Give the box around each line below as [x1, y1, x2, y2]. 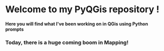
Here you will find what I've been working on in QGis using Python [5, 20, 148, 27]
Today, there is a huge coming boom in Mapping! [5, 39, 129, 46]
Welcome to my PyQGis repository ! [5, 4, 159, 15]
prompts [5, 26, 24, 32]
